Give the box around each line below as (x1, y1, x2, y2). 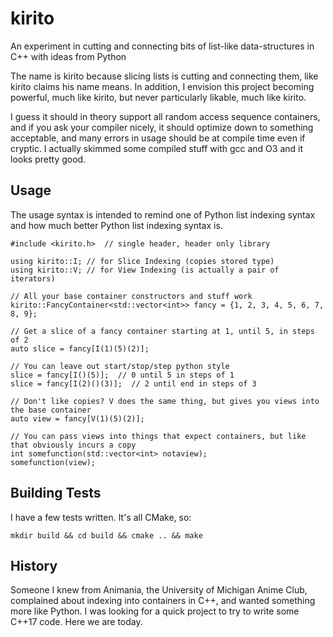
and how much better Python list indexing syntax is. (10, 219, 223, 231)
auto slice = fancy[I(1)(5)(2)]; (10, 343, 150, 354)
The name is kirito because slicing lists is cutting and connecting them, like (10, 70, 319, 82)
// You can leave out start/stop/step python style (10, 361, 230, 371)
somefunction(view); (10, 457, 97, 467)
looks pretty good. (10, 153, 87, 165)
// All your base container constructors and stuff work (10, 291, 253, 301)
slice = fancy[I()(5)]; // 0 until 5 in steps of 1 (10, 370, 235, 380)
